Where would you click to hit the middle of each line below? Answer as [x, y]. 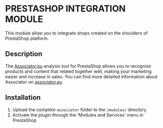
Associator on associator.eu [34, 82]
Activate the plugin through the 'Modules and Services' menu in [78, 115]
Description [24, 54]
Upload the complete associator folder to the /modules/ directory [79, 110]
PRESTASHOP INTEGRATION [66, 9]
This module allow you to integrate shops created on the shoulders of [77, 33]
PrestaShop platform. [27, 38]
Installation [23, 98]
